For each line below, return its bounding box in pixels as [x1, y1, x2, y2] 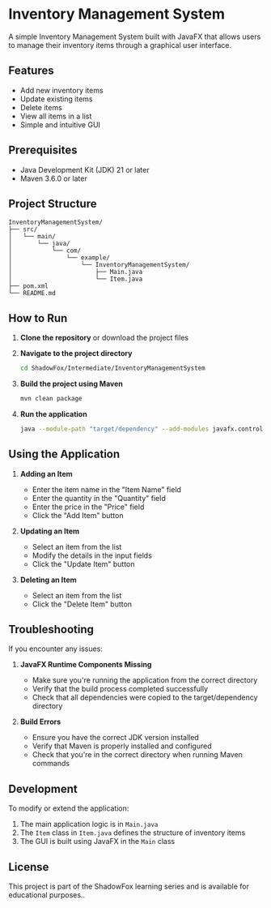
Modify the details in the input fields [32, 550, 152, 560]
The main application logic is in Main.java [19, 820, 159, 829]
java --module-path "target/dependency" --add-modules [19, 425, 210, 433]
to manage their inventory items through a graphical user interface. [8, 40, 232, 49]
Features [8, 64, 54, 78]
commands [32, 759, 70, 769]
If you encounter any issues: [8, 644, 104, 653]
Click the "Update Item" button [32, 559, 135, 568]
